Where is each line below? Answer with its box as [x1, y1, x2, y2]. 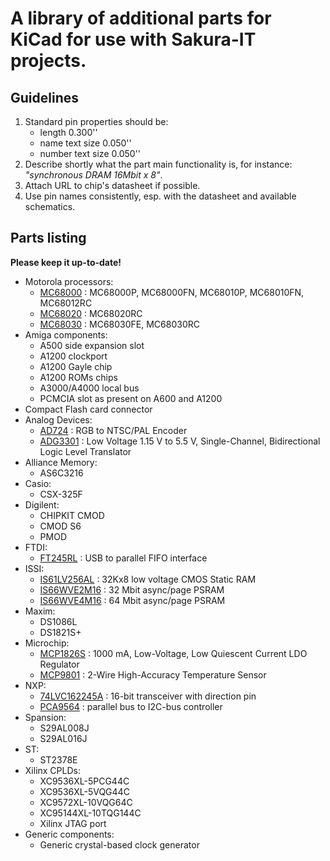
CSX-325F [39, 488, 83, 500]
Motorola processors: [24, 275, 114, 287]
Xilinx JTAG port [39, 817, 107, 829]
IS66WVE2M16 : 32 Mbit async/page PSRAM [39, 583, 225, 596]
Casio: [24, 477, 52, 489]
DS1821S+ [39, 626, 82, 638]
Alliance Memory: [24, 456, 98, 468]
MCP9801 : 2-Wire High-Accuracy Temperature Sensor [39, 668, 267, 681]
